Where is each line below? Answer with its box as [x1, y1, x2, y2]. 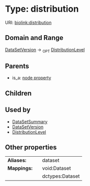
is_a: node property [12, 75, 52, 81]
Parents [5, 62, 29, 70]
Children [5, 89, 32, 97]
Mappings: [7, 165, 33, 172]
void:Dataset [42, 165, 72, 172]
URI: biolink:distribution [5, 20, 52, 25]
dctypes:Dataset [42, 173, 80, 180]
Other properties [5, 143, 57, 151]
